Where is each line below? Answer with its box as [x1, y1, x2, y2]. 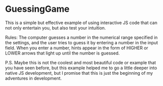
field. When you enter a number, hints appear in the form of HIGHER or [5, 45, 149, 51]
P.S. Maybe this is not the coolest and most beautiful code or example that [5, 59, 156, 65]
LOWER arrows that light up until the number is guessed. [5, 50, 120, 56]
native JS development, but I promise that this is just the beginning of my [5, 70, 153, 76]
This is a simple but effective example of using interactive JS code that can [5, 20, 158, 26]
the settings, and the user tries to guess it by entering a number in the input [5, 39, 159, 45]
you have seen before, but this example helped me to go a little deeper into [5, 65, 158, 71]
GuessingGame [5, 3, 70, 15]
